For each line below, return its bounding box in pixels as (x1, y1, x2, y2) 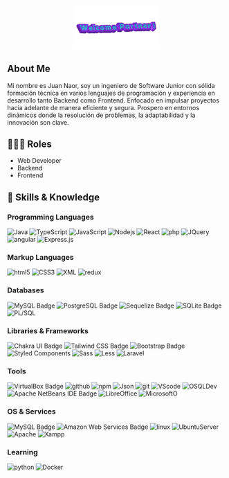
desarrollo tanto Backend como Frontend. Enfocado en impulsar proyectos (7, 96, 220, 105)
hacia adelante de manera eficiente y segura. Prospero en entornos (7, 103, 199, 112)
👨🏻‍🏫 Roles (7, 139, 52, 150)
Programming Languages (7, 212, 95, 222)
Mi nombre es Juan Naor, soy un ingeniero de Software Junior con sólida (7, 81, 216, 89)
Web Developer (17, 157, 62, 165)
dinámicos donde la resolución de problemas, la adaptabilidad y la (7, 111, 196, 119)
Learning (7, 447, 38, 457)
